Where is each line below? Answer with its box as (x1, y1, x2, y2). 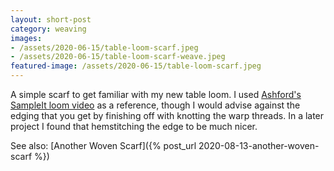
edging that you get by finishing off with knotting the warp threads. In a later (10, 110, 325, 121)
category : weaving (10, 24, 87, 34)
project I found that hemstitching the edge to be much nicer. (10, 121, 258, 132)
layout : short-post (10, 14, 92, 25)
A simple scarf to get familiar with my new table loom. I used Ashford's (10, 89, 302, 100)
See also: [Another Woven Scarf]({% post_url (10, 140, 197, 151)
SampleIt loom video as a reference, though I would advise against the (10, 99, 301, 111)
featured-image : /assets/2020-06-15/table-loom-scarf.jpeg (10, 61, 262, 71)
